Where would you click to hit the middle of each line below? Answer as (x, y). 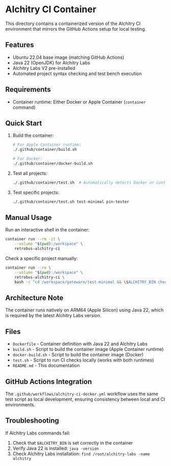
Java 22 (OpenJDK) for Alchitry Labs (51, 63)
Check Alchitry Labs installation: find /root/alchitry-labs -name (81, 454)
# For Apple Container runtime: (47, 145)
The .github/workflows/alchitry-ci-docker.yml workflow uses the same (82, 394)
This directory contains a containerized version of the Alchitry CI (73, 23)
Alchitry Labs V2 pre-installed (44, 68)
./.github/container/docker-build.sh (53, 164)
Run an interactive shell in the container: (48, 230)
